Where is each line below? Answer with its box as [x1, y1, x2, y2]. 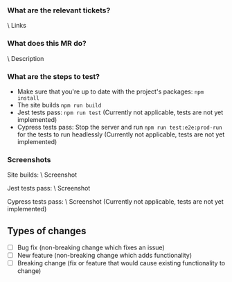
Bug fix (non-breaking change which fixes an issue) [17, 243, 165, 252]
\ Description [7, 54, 44, 62]
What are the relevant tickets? [7, 6, 111, 15]
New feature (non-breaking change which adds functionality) [17, 252, 193, 260]
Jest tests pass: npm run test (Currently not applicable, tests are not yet [17, 108, 224, 116]
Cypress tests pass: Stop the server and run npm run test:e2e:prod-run [17, 123, 223, 131]
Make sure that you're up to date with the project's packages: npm [17, 87, 204, 96]
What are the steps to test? [7, 71, 100, 81]
